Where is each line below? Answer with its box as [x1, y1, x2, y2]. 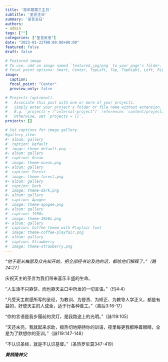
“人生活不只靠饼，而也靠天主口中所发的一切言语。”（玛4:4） [5, 286, 128, 292]
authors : [5, 21, 23, 27]
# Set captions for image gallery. [5, 128, 79, 133]
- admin [5, 26, 21, 31]
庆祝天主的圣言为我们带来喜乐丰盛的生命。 [5, 275, 93, 281]
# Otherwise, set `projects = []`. [5, 114, 84, 119]
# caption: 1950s [5, 211, 43, 216]
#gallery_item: [5, 132, 37, 137]
